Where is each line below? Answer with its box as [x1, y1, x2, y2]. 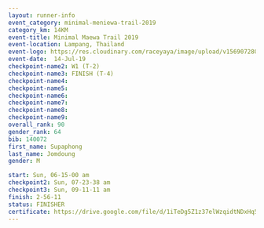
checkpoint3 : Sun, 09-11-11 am [8, 186, 111, 194]
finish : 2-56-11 [8, 193, 61, 201]
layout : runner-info [8, 11, 76, 20]
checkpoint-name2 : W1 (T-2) [8, 63, 101, 71]
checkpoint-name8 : [8, 107, 68, 114]
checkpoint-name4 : [8, 77, 68, 85]
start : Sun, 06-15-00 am [8, 172, 90, 179]
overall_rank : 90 [8, 121, 65, 128]
